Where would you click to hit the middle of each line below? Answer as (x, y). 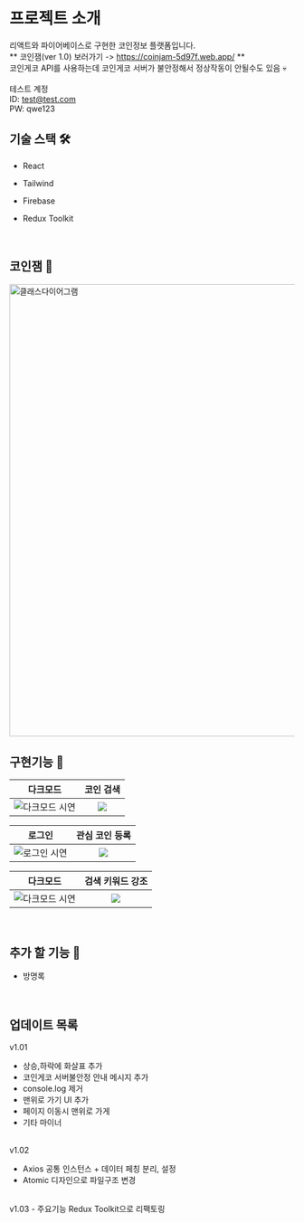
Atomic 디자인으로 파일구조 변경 (79, 1180)
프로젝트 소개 (55, 19)
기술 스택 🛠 (40, 140)
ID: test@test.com (43, 99)
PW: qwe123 (33, 109)
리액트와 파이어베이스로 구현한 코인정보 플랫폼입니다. (103, 45)
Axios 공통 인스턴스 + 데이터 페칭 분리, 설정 (99, 1169)
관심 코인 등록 (103, 836)
